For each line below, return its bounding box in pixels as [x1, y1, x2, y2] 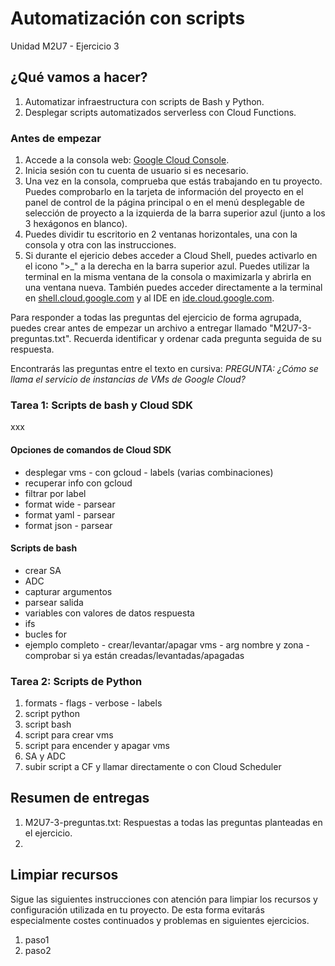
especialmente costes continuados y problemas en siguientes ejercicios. [10, 914, 310, 926]
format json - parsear [24, 519, 113, 531]
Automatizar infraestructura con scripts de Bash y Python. [24, 95, 265, 107]
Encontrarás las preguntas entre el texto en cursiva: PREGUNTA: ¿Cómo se [10, 363, 319, 375]
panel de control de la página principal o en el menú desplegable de [24, 197, 305, 209]
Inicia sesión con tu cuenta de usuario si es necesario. [24, 165, 249, 177]
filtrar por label [24, 487, 87, 499]
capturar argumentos [24, 585, 113, 597]
